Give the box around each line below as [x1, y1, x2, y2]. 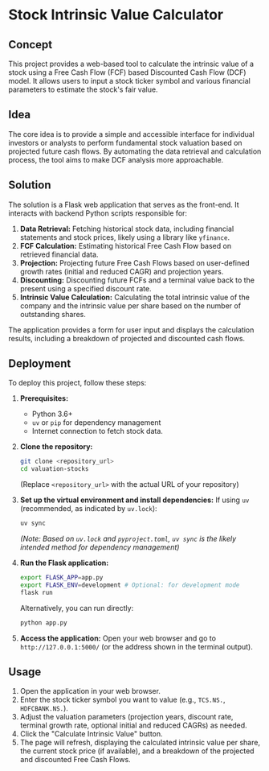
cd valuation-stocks [19, 465, 89, 473]
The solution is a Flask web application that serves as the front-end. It [8, 200, 239, 209]
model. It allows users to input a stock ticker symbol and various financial [8, 76, 251, 85]
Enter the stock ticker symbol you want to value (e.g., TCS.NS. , [19, 695, 226, 705]
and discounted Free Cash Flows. [19, 755, 131, 765]
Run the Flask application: [19, 558, 109, 568]
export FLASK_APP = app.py [19, 574, 104, 582]
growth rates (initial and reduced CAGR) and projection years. [19, 266, 224, 276]
